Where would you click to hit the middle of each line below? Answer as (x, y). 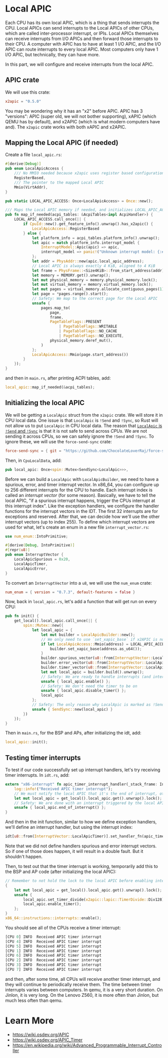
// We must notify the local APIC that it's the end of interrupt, (86, 793)
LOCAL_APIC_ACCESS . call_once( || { (50, 219)
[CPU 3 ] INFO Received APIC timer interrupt (53, 965)
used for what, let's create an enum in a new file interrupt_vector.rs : (77, 527)
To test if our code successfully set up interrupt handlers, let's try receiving (83, 770)
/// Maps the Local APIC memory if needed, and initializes (69, 210)
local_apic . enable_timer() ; (52, 904)
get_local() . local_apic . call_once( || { (56, 621)
